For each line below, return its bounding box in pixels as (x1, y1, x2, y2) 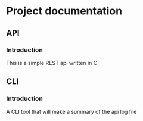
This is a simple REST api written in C (6, 59, 98, 66)
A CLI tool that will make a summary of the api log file (6, 108, 137, 115)
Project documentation (6, 4, 123, 18)
